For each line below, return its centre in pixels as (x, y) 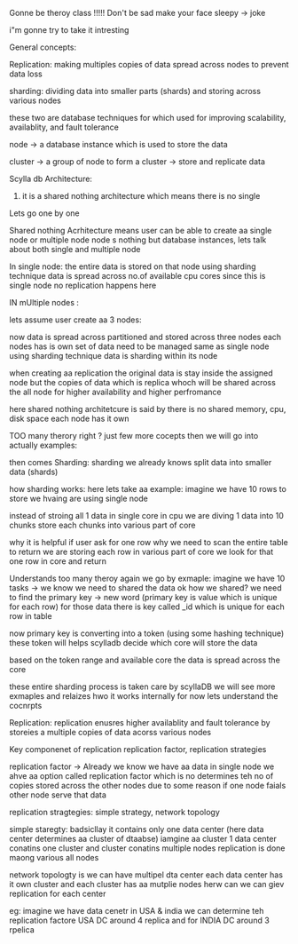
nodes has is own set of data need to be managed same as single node (139, 346)
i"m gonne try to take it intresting (69, 30)
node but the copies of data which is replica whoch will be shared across (143, 382)
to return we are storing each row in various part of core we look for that (141, 551)
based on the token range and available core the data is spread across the (145, 660)
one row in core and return (58, 561)
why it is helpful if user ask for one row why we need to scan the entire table (149, 542)
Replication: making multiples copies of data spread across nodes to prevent (149, 64)
